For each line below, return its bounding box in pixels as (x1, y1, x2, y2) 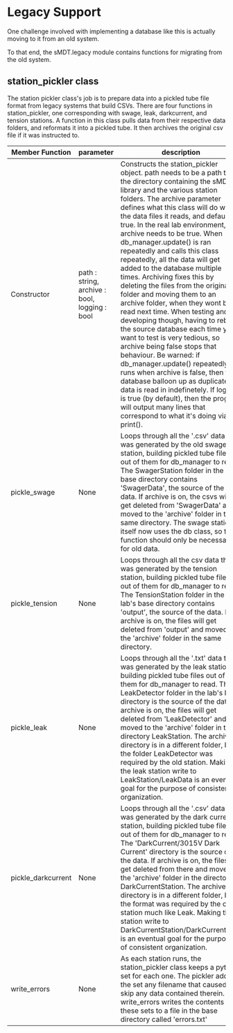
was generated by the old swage (120, 439, 227, 449)
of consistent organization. (120, 942, 208, 952)
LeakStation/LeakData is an (120, 775, 210, 784)
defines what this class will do (120, 202, 218, 212)
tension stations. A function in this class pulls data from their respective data (7, 116, 226, 124)
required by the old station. (120, 757, 208, 767)
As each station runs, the (120, 953, 202, 963)
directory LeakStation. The (120, 731, 207, 741)
